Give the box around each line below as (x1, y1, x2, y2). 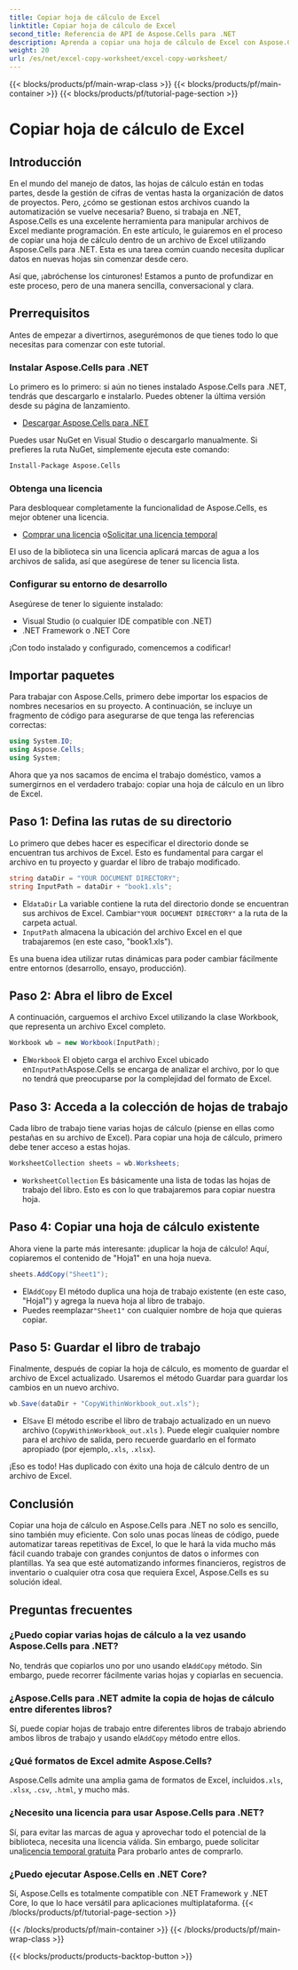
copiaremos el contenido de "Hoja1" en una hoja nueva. (9, 1252, 212, 1263)
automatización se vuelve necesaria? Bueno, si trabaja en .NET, (9, 206, 241, 217)
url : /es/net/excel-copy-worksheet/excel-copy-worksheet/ (9, 54, 228, 63)
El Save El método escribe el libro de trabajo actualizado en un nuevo (21, 1416, 271, 1426)
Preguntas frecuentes (9, 1602, 133, 1617)
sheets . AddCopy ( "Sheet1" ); (9, 1270, 109, 1279)
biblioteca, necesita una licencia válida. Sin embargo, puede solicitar (9, 1836, 260, 1846)
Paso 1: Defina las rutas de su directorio (9, 814, 232, 829)
